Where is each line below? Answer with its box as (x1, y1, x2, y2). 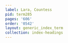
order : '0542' (5, 21, 35, 26)
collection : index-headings (5, 30, 64, 35)
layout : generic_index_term (5, 26, 64, 31)
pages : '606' (5, 16, 32, 21)
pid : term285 (5, 12, 32, 17)
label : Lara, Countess (5, 7, 52, 12)
